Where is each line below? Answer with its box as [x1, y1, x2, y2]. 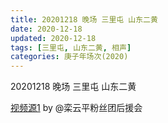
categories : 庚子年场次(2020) [10, 52, 129, 62]
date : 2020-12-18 [10, 24, 83, 34]
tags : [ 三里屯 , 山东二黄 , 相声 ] [10, 42, 132, 53]
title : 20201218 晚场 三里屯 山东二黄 [10, 14, 158, 25]
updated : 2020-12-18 [10, 33, 97, 43]
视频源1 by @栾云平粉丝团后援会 [10, 102, 143, 114]
